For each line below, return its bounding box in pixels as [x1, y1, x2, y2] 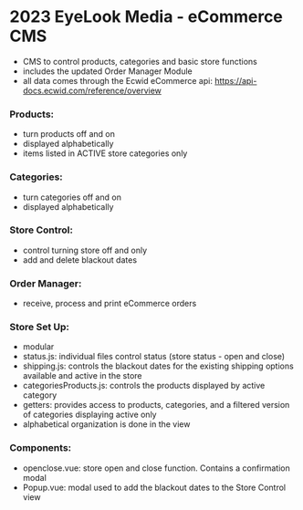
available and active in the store [22, 370, 142, 381]
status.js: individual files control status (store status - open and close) [22, 351, 286, 362]
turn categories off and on [22, 192, 121, 203]
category [22, 390, 57, 401]
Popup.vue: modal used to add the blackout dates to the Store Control [22, 482, 286, 493]
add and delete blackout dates [22, 254, 138, 265]
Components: [9, 442, 72, 454]
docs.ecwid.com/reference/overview [22, 85, 162, 96]
